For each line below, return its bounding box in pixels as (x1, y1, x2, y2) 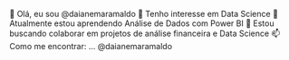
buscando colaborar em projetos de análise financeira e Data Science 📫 (9, 28, 281, 39)
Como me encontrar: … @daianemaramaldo (9, 41, 173, 51)
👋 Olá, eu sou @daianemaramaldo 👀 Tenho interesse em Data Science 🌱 (9, 9, 279, 19)
